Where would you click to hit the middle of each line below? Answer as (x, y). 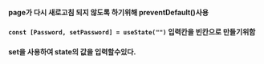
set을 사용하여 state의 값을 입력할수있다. (72, 51)
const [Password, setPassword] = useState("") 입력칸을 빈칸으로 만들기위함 (132, 32)
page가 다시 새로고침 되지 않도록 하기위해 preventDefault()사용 (108, 12)
